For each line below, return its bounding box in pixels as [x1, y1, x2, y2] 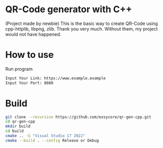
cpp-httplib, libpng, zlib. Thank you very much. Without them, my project [5, 25, 158, 32]
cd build [5, 129, 24, 134]
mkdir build [5, 124, 31, 129]
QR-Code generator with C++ [5, 4, 132, 15]
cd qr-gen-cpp [5, 119, 36, 124]
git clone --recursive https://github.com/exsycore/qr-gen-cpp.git [5, 114, 152, 120]
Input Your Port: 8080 [5, 80, 53, 85]
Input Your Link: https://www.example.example [5, 75, 106, 81]
